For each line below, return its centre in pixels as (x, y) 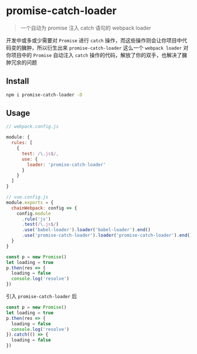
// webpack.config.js (33, 127)
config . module (34, 213)
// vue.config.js (27, 197)
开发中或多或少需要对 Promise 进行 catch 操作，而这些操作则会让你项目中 (94, 40)
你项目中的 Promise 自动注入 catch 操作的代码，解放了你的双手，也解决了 (94, 55)
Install (18, 81)
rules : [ (22, 143)
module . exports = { (30, 202)
